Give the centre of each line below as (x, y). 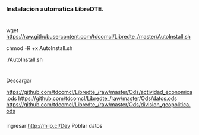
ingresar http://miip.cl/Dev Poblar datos (54, 126)
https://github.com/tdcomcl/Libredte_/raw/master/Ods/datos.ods (97, 98)
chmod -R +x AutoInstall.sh (40, 48)
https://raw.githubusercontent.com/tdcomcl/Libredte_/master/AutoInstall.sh (99, 37)
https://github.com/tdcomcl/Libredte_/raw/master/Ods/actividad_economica (99, 92)
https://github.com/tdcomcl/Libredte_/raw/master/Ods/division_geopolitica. (99, 105)
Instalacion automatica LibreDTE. (55, 9)
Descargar (19, 81)
